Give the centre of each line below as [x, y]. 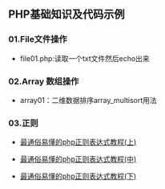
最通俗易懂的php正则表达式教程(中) [78, 159]
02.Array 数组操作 [44, 81]
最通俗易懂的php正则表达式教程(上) [78, 142]
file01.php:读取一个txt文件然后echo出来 [85, 58]
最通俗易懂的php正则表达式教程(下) [78, 176]
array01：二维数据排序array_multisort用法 [89, 100]
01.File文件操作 [38, 39]
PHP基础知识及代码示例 [66, 14]
